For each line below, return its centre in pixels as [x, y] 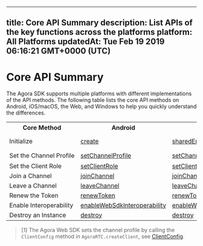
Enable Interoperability [41, 205]
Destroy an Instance [38, 215]
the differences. [26, 113]
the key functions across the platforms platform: [99, 32]
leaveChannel [100, 186]
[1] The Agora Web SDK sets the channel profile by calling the [98, 230]
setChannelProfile [106, 156]
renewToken [98, 195]
